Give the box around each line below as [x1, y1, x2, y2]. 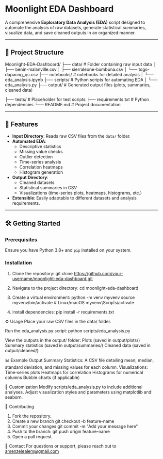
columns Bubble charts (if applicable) [5, 375, 80, 380]
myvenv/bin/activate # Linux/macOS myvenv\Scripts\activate [12, 299, 134, 305]
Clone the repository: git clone [12, 270, 73, 276]
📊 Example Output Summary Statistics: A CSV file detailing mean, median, [5, 357, 154, 363]
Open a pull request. [12, 433, 53, 440]
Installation [5, 260, 33, 266]
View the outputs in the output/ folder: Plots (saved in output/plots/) [5, 337, 140, 343]
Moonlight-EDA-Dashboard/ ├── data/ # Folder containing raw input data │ [5, 61, 156, 67]
